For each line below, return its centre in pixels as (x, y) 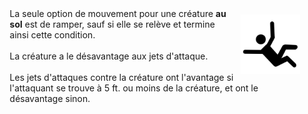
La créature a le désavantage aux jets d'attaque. (109, 56)
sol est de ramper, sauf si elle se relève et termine (112, 24)
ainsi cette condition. (52, 34)
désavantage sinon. (50, 98)
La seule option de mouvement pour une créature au (118, 13)
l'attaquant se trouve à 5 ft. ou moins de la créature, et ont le (134, 88)
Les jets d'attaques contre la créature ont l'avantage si (121, 77)
